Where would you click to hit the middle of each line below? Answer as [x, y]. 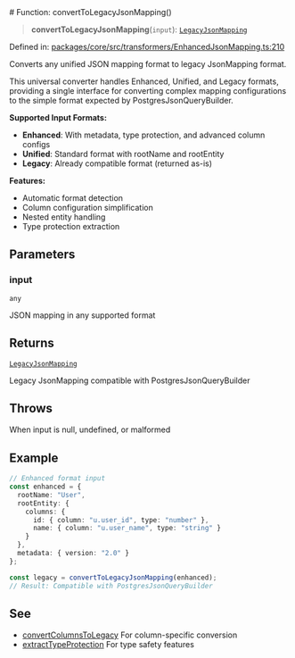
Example [34, 458]
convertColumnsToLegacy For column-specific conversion [130, 635]
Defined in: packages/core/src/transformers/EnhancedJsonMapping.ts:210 [147, 47]
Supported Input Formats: [58, 117]
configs [36, 144]
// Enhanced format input [57, 479]
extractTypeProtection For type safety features [108, 645]
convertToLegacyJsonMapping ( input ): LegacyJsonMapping [139, 29]
